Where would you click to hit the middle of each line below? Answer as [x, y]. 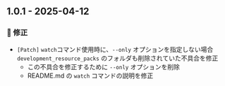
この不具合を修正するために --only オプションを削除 [104, 66]
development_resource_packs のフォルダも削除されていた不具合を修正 [117, 58]
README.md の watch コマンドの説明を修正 [90, 76]
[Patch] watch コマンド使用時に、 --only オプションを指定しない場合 [115, 49]
